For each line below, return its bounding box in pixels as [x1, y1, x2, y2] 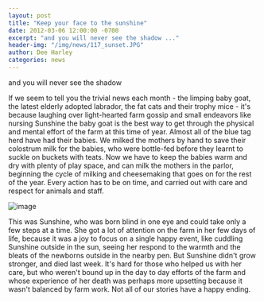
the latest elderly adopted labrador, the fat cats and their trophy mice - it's [8, 101, 251, 111]
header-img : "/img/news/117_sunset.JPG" [8, 41, 145, 49]
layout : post [8, 11, 52, 20]
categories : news [8, 56, 66, 64]
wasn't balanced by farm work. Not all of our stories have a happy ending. [8, 284, 251, 294]
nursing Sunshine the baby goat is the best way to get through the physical [8, 118, 254, 128]
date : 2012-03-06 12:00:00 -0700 [8, 26, 119, 34]
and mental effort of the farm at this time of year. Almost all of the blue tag [8, 126, 252, 136]
